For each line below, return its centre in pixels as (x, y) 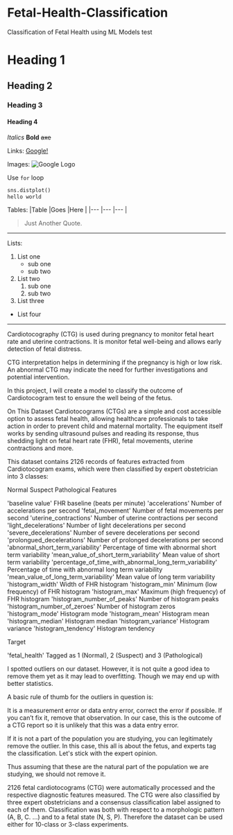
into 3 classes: (28, 476)
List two (28, 279)
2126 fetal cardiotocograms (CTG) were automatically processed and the (111, 788)
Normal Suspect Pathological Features (62, 490)
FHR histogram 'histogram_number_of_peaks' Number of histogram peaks (113, 599)
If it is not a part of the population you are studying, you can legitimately (110, 739)
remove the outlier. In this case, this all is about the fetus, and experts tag (112, 746)
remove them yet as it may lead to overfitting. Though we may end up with (113, 676)
